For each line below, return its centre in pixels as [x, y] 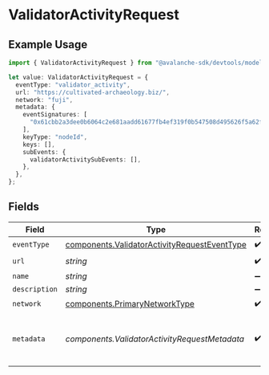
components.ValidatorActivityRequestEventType [156, 245]
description [35, 289]
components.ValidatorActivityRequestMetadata [155, 339]
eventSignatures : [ [55, 115]
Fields [24, 207]
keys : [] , [39, 145]
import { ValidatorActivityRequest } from [80, 63]
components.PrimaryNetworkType [130, 304]
